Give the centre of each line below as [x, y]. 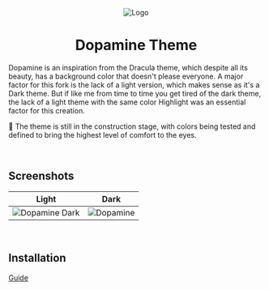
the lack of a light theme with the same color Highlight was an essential [127, 102]
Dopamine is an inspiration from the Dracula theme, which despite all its [128, 67]
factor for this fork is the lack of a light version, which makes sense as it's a [134, 84]
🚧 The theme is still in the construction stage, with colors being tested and [132, 126]
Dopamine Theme [136, 45]
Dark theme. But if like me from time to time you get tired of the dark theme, [135, 93]
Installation [37, 258]
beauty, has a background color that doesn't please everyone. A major [126, 76]
